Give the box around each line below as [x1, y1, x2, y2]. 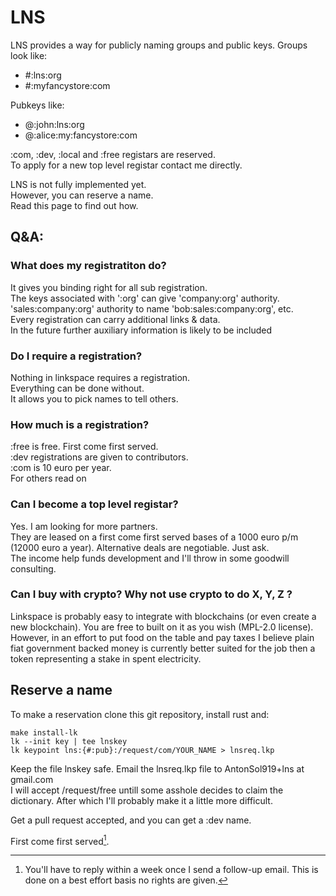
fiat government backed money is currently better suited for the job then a [10, 642, 316, 654]
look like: [10, 49, 48, 61]
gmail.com [10, 773, 54, 785]
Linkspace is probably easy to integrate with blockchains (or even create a [10, 610, 317, 622]
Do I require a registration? [10, 349, 143, 363]
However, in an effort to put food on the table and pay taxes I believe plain [10, 631, 315, 643]
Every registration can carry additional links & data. [10, 313, 221, 325]
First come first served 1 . [10, 833, 110, 847]
